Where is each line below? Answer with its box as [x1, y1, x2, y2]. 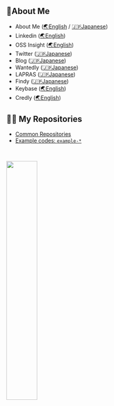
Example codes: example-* [15, 137, 82, 144]
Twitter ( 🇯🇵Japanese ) [15, 50, 73, 57]
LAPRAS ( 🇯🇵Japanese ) [15, 70, 76, 78]
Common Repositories [15, 130, 71, 138]
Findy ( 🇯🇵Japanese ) [15, 77, 69, 85]
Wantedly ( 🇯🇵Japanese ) [15, 64, 79, 71]
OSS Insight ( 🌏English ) [15, 41, 74, 48]
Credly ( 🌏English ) [15, 94, 62, 101]
